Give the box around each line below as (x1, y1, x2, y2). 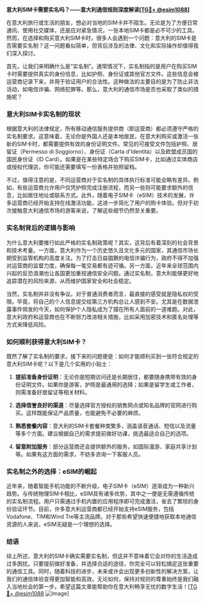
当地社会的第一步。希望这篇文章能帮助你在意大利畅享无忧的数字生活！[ (11, 583, 190, 590)
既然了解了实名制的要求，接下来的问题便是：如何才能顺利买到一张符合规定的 (6, 352, 199, 360)
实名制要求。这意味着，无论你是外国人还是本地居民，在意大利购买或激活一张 (6, 133, 199, 140)
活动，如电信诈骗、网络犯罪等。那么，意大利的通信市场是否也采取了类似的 (6, 86, 193, 92)
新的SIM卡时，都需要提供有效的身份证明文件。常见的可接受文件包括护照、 (6, 140, 193, 148)
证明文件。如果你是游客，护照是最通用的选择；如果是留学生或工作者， (20, 381, 197, 388)
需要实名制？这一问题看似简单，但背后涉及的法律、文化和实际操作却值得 (11, 42, 193, 49)
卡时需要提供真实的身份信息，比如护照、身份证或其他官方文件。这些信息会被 (6, 70, 199, 77)
